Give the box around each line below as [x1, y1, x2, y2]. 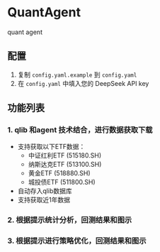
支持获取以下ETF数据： [17, 143, 86, 151]
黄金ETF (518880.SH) [28, 169, 91, 177]
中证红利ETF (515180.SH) [28, 151, 102, 160]
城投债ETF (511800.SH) [28, 178, 96, 187]
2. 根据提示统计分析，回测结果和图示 [7, 215, 132, 225]
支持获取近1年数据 [17, 196, 71, 204]
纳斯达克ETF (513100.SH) [28, 160, 102, 169]
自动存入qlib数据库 [17, 187, 72, 195]
